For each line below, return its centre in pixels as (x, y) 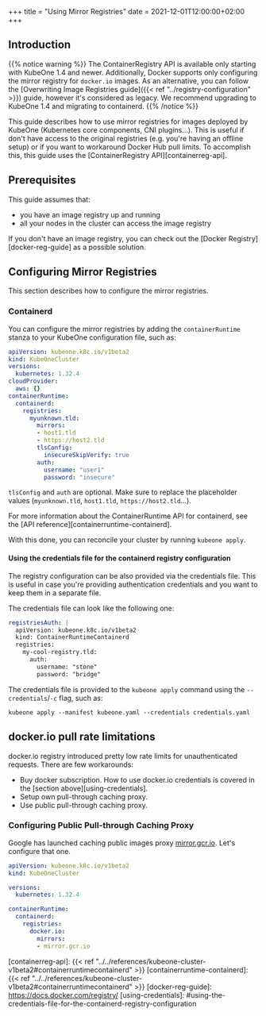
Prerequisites (42, 181)
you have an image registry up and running (90, 214)
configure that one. (40, 851)
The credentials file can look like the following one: (91, 608)
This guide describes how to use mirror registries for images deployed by (128, 121)
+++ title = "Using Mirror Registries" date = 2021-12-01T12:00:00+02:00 (126, 12)
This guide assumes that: (49, 199)
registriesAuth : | (39, 622)
